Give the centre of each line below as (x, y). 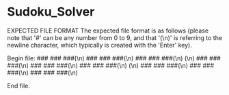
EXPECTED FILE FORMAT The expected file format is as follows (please (108, 31)
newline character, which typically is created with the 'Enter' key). (100, 45)
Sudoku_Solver (51, 12)
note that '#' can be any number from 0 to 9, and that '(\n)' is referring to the (115, 37)
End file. (19, 85)
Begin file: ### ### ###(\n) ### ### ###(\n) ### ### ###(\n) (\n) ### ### (114, 58)
